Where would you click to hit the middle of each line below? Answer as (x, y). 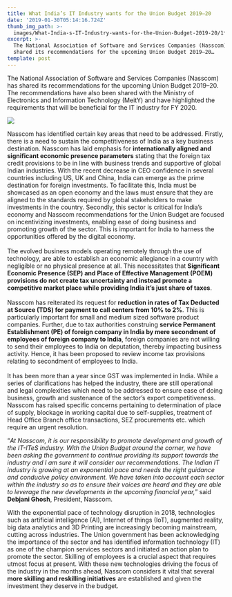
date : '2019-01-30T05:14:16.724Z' (57, 20)
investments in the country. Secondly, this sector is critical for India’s (105, 207)
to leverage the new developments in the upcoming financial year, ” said (109, 491)
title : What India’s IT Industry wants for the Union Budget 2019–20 (109, 13)
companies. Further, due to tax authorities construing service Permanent (112, 324)
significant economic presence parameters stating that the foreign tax (109, 155)
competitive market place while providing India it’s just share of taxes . (110, 288)
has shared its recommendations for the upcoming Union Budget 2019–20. (113, 85)
